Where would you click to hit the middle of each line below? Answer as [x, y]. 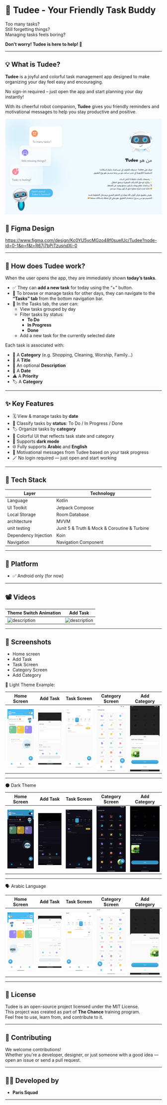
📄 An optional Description [39, 365]
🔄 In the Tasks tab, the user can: [45, 304]
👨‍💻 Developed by [32, 1080]
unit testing [19, 528]
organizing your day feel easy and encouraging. [54, 82]
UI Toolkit [17, 507]
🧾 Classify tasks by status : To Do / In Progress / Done [67, 423]
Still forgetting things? [28, 29]
